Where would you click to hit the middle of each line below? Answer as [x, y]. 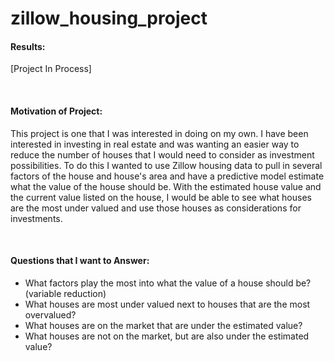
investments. [36, 218]
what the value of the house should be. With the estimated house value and [166, 186]
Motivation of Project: [56, 111]
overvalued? [50, 314]
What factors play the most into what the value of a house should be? [168, 283]
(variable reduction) [65, 293]
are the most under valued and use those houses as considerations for [156, 208]
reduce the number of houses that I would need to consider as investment [162, 154]
